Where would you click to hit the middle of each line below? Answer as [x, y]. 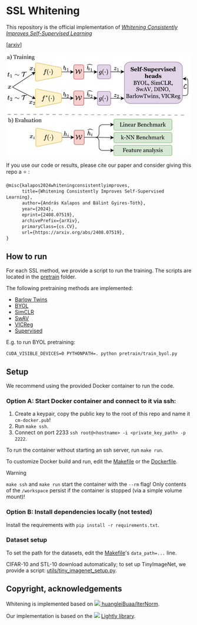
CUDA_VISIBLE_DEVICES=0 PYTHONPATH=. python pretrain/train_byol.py [92, 354]
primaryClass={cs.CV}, [49, 227]
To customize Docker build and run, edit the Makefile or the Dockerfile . [92, 462]
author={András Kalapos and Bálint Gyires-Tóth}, [84, 203]
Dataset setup [27, 540]
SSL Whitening [43, 11]
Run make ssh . [31, 426]
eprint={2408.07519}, [48, 215]
